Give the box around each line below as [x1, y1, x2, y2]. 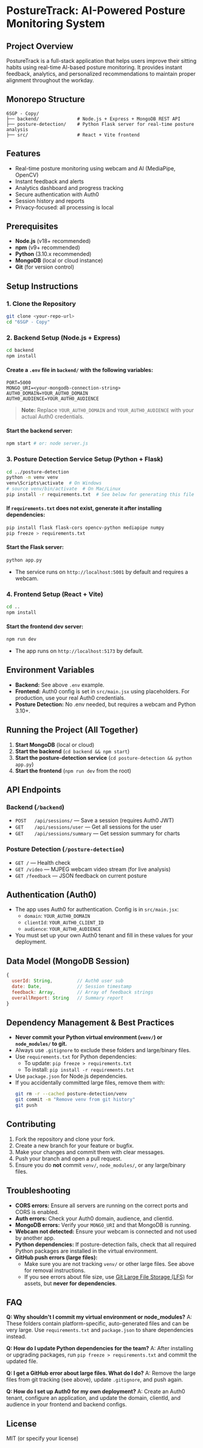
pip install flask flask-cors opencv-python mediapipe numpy [6, 525, 165, 531]
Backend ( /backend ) [6, 802, 65, 811]
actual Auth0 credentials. [21, 413, 84, 420]
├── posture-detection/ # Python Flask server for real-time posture [6, 121, 194, 127]
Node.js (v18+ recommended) [15, 238, 91, 245]
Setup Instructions [6, 281, 78, 291]
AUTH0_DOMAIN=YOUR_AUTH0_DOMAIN [6, 390, 88, 397]
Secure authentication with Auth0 [15, 191, 99, 198]
